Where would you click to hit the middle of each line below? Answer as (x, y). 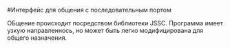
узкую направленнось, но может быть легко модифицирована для (105, 31)
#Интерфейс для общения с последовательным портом (90, 10)
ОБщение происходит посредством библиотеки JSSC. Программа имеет (115, 23)
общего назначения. (37, 38)
